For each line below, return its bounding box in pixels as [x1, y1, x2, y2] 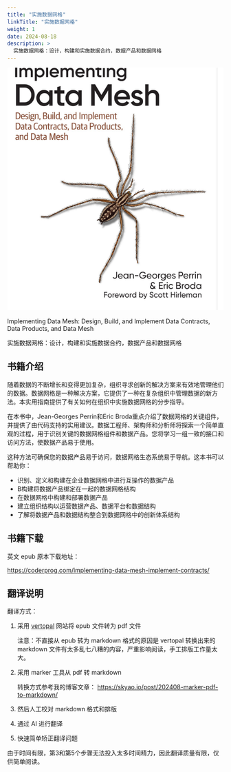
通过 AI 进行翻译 [16, 720, 63, 728]
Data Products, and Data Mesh [7, 324, 94, 332]
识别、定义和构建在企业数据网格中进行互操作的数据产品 [16, 476, 174, 484]
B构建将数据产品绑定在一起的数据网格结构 [16, 485, 136, 493]
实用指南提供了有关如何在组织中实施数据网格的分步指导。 [25, 397, 188, 406]
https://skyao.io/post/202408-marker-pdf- [97, 683, 219, 691]
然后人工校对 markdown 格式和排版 [16, 705, 118, 713]
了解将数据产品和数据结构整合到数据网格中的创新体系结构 [16, 510, 180, 518]
